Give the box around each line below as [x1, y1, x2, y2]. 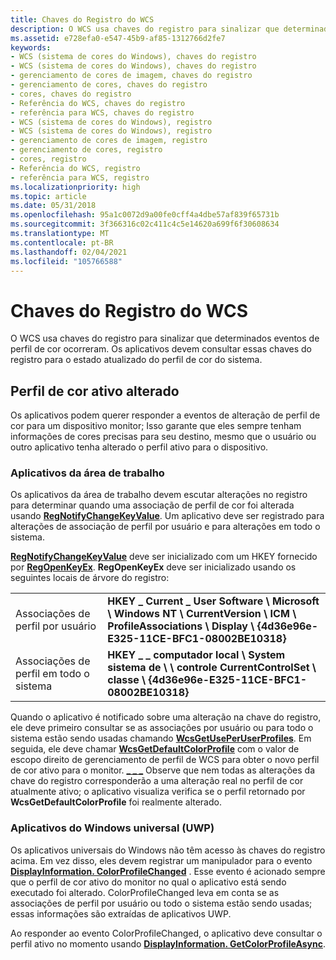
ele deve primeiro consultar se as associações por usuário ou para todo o [10, 722, 314, 734]
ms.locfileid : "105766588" [10, 256, 123, 266]
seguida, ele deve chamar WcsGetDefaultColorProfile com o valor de [10, 743, 300, 755]
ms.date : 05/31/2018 [10, 201, 97, 211]
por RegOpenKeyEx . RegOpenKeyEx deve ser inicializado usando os [10, 561, 297, 573]
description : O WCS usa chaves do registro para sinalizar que [10, 24, 280, 34]
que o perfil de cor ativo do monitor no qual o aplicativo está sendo [10, 876, 287, 888]
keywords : [10, 42, 52, 53]
